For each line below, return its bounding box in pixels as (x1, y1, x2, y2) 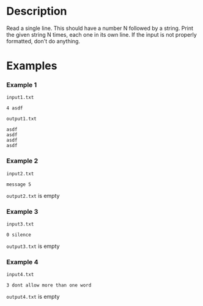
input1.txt (6, 95, 34, 101)
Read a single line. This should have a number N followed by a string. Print (6, 24, 194, 32)
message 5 (6, 181, 32, 188)
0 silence (6, 232, 32, 238)
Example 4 (6, 258, 39, 266)
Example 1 (6, 81, 37, 89)
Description (6, 4, 67, 18)
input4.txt (6, 272, 34, 278)
